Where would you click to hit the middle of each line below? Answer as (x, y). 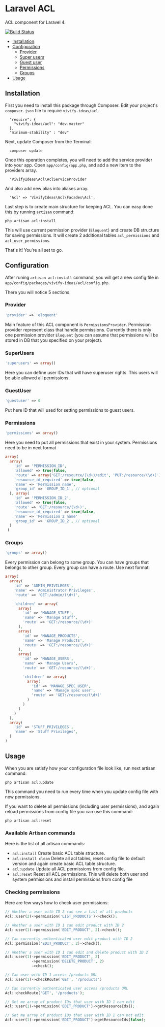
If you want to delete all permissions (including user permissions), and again (82, 806)
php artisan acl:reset (28, 821)
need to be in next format (31, 448)
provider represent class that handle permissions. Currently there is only (78, 330)
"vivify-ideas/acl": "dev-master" (49, 124)
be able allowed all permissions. (37, 378)
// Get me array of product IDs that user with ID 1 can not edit (74, 1015)
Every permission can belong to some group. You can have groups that (77, 563)
